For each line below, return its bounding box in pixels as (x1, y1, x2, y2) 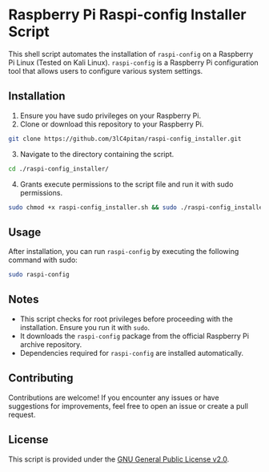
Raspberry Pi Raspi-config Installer (8, 6, 247, 24)
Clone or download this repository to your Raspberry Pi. (19, 119, 204, 129)
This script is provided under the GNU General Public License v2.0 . (8, 454, 230, 464)
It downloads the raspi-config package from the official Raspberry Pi (19, 331, 250, 341)
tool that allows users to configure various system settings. (8, 66, 203, 75)
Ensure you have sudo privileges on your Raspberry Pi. (19, 111, 202, 120)
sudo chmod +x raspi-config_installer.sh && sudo (8, 203, 178, 212)
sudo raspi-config (8, 271, 70, 279)
